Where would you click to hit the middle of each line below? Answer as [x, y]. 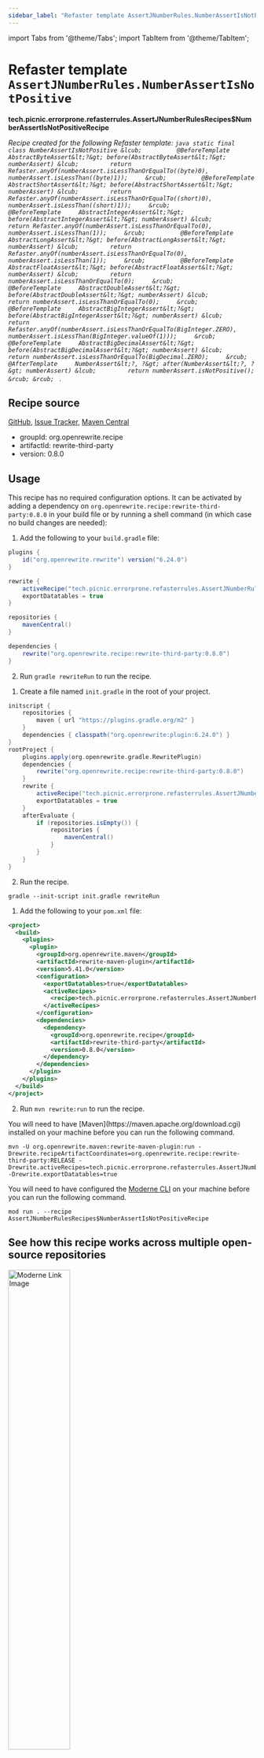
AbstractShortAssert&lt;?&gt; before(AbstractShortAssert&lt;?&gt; [121, 185]
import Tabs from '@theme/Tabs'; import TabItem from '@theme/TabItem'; [129, 38]
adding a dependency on [48, 506]
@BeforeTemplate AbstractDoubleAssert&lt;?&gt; [94, 288]
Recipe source [44, 403]
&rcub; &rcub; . [35, 378]
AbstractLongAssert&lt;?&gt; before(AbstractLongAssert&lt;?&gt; [117, 240]
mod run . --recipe [40, 1212]
